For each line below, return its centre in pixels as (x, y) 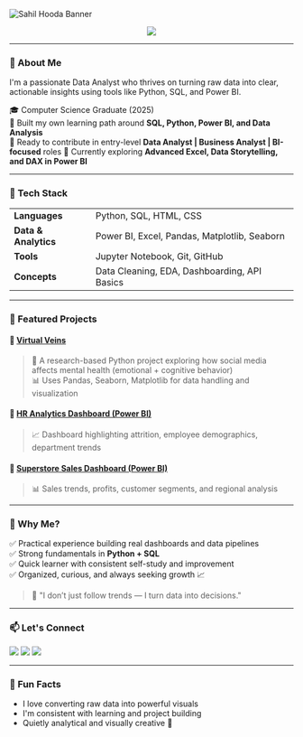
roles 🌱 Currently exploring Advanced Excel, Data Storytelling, (160, 152)
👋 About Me (36, 62)
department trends (66, 447)
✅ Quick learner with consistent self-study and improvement (122, 564)
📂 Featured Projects (53, 319)
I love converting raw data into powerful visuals (110, 704)
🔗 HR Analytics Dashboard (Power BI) (80, 414)
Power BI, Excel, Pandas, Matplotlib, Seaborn (190, 236)
